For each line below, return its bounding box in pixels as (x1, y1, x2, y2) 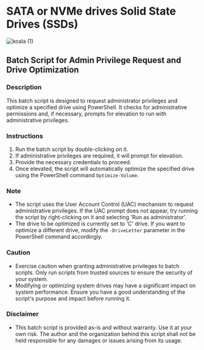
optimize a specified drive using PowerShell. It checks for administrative (6, 103, 188, 111)
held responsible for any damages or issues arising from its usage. (15, 337, 183, 344)
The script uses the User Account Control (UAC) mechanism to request (15, 200, 194, 208)
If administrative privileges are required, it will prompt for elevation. (15, 151, 184, 159)
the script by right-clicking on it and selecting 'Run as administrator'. (15, 214, 187, 221)
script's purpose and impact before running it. (15, 294, 131, 302)
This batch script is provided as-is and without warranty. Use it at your (15, 324, 192, 331)
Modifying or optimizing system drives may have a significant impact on (15, 282, 196, 289)
